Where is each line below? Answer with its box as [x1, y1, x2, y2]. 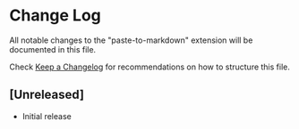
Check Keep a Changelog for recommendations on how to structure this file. [9, 61, 291, 72]
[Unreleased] [9, 87, 85, 102]
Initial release [21, 110, 72, 121]
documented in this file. [9, 44, 97, 54]
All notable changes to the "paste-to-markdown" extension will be [9, 35, 253, 45]
